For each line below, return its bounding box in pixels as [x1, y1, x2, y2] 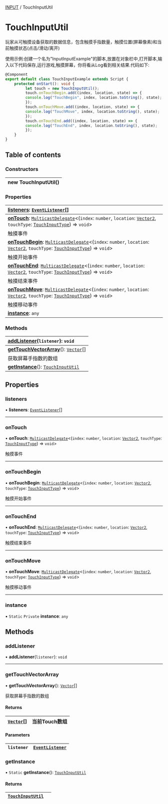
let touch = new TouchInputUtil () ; [25, 86, 99, 91]
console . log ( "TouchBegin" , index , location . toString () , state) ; [25, 95, 162, 100]
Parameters [5, 732, 30, 738]
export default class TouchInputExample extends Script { [5, 76, 128, 81]
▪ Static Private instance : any [5, 613, 68, 619]
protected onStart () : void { [14, 81, 75, 86]
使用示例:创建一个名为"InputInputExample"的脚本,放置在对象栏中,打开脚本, [5, 55, 158, 61]
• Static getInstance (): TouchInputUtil [5, 770, 86, 776]
